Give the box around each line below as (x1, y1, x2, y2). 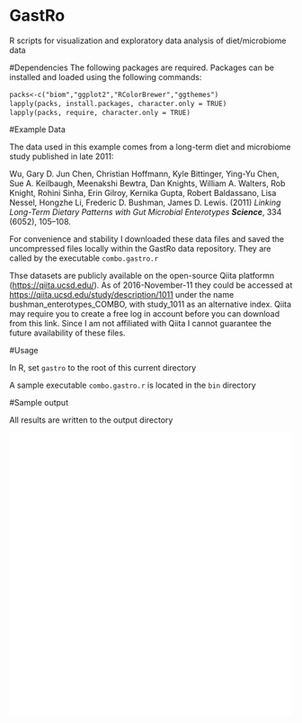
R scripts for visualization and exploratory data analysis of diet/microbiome (9, 35, 287, 46)
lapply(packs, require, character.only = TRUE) (9, 108, 191, 117)
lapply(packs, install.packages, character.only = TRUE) (9, 99, 227, 108)
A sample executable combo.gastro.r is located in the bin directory (9, 379, 256, 390)
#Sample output (9, 397, 69, 407)
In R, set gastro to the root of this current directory (9, 361, 197, 373)
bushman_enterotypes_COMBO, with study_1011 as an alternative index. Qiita (9, 299, 292, 309)
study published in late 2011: (9, 150, 114, 162)
